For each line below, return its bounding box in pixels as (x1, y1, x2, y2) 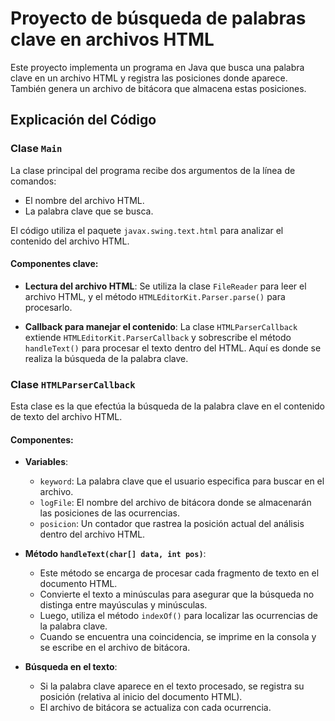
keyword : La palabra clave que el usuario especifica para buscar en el (39, 475, 325, 487)
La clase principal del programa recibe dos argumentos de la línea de (10, 164, 296, 176)
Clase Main (10, 142, 63, 156)
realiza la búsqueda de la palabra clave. (24, 352, 189, 364)
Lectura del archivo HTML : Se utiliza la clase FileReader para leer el (24, 280, 307, 292)
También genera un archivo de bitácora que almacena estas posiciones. (10, 82, 307, 94)
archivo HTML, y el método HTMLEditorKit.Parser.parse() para (24, 290, 286, 302)
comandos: (10, 175, 57, 187)
